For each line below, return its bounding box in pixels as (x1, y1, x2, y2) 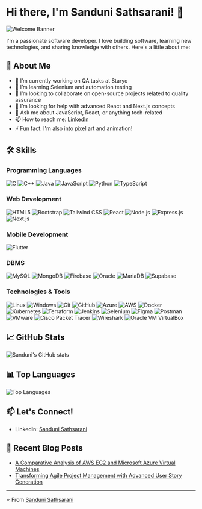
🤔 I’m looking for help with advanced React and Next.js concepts (14, 102, 176, 110)
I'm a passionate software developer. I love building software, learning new (6, 37, 192, 44)
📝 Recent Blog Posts (6, 443, 83, 454)
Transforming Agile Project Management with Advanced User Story (14, 472, 182, 479)
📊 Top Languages (6, 369, 75, 379)
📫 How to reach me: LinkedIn (14, 116, 89, 123)
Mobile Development (6, 230, 69, 239)
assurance (14, 96, 41, 103)
